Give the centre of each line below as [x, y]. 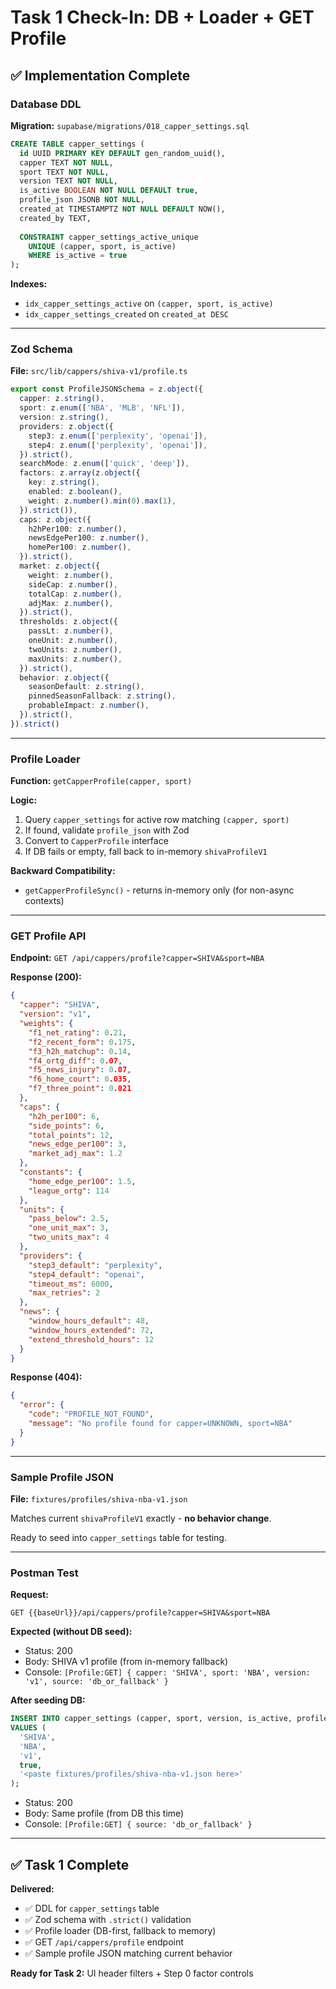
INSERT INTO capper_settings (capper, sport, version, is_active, [151, 1719]
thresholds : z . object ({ [68, 622]
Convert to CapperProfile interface [96, 841]
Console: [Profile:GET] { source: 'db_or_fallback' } [138, 1824]
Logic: [24, 800]
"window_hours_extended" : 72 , [91, 1330]
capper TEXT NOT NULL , [66, 162]
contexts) [44, 901]
